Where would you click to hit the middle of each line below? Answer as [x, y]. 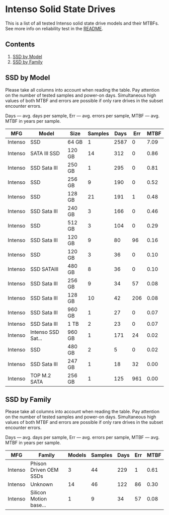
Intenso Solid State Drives [60, 9]
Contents [20, 45]
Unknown [41, 484]
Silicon [38, 493]
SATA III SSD [45, 153]
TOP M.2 [40, 375]
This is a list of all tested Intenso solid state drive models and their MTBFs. [82, 23]
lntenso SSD [45, 332]
